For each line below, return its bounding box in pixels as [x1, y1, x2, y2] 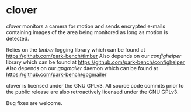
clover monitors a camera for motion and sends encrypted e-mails [6, 23, 165, 30]
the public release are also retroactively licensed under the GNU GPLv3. [6, 88, 179, 95]
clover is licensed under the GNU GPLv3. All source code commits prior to [6, 82, 184, 89]
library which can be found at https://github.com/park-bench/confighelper [6, 59, 185, 66]
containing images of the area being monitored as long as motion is [6, 28, 168, 35]
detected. [6, 35, 29, 42]
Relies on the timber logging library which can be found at [6, 46, 145, 53]
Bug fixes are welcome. [6, 99, 62, 106]
